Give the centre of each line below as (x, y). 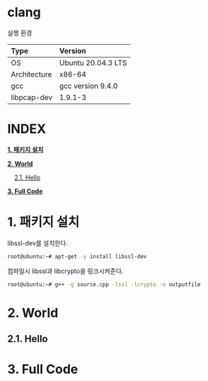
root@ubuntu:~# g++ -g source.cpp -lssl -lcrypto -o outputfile (104, 285)
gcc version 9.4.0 (88, 86)
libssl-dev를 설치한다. (38, 243)
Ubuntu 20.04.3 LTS (93, 62)
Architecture (31, 74)
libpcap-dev (32, 97)
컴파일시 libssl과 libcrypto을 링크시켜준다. (65, 271)
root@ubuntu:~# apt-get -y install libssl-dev (77, 256)
